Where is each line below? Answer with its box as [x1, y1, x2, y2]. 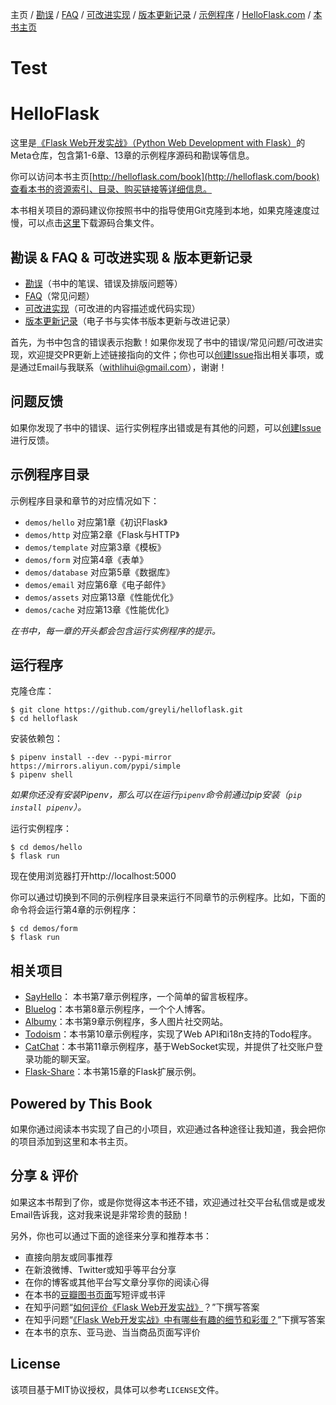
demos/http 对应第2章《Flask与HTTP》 [24, 528, 180, 540]
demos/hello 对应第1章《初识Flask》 [24, 516, 168, 528]
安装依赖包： [10, 733, 63, 745]
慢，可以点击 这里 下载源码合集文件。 [10, 217, 160, 229]
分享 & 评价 [10, 1168, 79, 1185]
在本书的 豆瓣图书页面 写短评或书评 [24, 1288, 166, 1300]
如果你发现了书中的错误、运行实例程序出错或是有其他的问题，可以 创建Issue [10, 421, 322, 433]
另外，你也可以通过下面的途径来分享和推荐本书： [10, 1229, 212, 1242]
